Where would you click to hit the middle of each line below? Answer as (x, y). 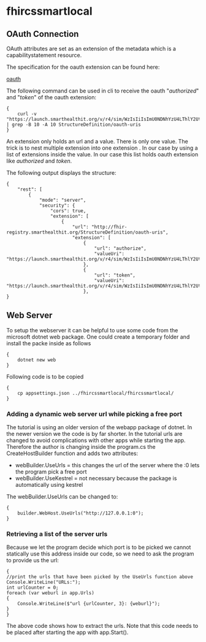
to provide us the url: (33, 560)
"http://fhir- (109, 227)
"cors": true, (68, 211)
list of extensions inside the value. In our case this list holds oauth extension (102, 154)
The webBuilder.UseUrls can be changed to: (62, 497)
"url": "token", (115, 275)
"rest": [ (30, 189)
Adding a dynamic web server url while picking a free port (94, 414)
